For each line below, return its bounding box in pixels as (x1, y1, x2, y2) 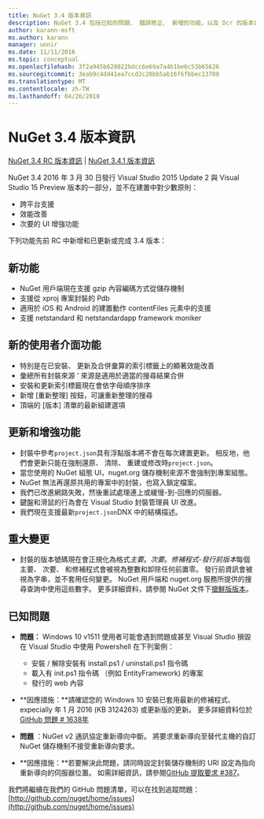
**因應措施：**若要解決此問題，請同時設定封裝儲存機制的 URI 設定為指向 (19, 758, 255, 768)
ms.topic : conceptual (8, 56, 79, 64)
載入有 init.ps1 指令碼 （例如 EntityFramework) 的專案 (31, 668, 204, 678)
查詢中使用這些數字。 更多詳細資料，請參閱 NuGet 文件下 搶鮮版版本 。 (26, 584, 253, 594)
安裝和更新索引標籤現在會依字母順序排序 (19, 380, 151, 390)
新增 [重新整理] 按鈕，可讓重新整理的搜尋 (19, 390, 153, 400)
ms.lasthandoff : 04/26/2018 (8, 92, 101, 100)
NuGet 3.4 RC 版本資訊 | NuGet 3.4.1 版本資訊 (8, 156, 156, 166)
